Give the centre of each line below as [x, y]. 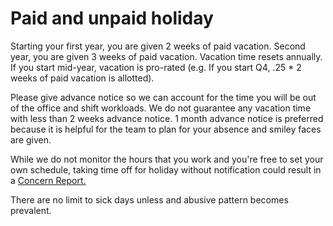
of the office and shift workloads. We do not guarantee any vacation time [161, 108]
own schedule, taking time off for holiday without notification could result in [166, 169]
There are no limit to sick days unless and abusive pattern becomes [149, 199]
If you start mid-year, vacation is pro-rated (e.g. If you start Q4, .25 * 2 [156, 67]
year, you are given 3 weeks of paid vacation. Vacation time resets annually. [166, 56]
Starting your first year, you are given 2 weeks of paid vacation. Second [158, 46]
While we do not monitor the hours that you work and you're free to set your [167, 159]
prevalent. [31, 210]
